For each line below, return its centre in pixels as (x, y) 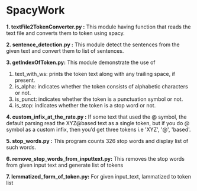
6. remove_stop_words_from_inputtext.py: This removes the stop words (96, 158)
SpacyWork (35, 10)
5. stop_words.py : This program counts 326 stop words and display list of (97, 141)
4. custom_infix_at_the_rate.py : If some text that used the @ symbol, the (96, 117)
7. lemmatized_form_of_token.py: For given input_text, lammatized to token (98, 176)
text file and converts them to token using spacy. (66, 33)
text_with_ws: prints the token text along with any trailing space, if (95, 74)
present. (25, 80)
